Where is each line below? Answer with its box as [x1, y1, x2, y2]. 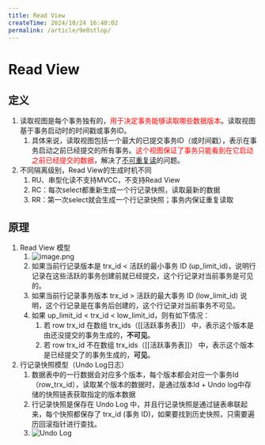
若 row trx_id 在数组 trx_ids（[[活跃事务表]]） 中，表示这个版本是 [43, 321, 255, 330]
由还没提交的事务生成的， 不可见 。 [43, 330, 155, 340]
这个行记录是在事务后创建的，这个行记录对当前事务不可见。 [45, 301, 240, 311]
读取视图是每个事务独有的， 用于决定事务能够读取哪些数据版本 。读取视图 [19, 116, 256, 126]
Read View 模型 [19, 243, 71, 253]
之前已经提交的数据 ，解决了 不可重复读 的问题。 [31, 156, 184, 165]
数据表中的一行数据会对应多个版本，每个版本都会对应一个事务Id [31, 370, 239, 379]
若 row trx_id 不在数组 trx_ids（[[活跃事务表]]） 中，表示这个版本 [43, 341, 255, 350]
